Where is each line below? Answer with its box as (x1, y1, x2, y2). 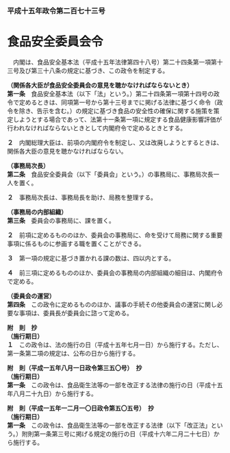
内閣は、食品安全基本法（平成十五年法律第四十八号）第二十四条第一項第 (12, 58, 217, 66)
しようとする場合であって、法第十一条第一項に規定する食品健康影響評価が (12, 115, 222, 123)
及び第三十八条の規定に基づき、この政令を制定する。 (18, 66, 169, 75)
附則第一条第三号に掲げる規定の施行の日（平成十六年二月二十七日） (21, 430, 214, 438)
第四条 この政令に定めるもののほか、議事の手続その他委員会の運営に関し (7, 300, 217, 308)
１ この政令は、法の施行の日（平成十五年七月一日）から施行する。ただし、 (7, 341, 223, 349)
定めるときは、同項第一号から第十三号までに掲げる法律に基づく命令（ (18, 98, 217, 106)
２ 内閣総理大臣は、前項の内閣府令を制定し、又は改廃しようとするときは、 (7, 138, 223, 147)
